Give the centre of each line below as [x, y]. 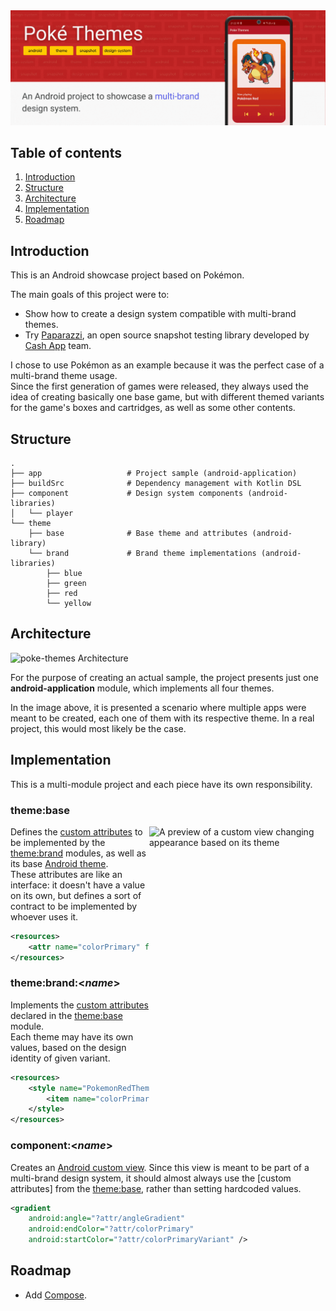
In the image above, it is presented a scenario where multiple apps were [158, 707]
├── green [66, 584]
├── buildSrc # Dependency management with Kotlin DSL [156, 484]
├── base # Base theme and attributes [138, 534]
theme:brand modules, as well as [78, 853]
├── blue [64, 574]
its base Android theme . [59, 863]
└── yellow [69, 604]
